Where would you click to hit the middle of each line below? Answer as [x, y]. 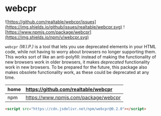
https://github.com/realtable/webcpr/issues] [52, 22]
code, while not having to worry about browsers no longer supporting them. [81, 52]
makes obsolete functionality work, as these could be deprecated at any [77, 72]
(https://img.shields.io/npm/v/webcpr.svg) [47, 37]
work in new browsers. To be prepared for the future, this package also [76, 67]
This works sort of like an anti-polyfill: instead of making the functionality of [80, 57]
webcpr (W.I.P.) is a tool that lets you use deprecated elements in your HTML [81, 46]
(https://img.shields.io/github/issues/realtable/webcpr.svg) [64, 27]
